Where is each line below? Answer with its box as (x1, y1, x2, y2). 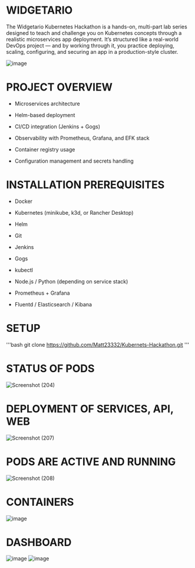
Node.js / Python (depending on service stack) (14, 277, 128, 285)
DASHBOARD (6, 535, 72, 549)
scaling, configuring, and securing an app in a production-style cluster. (6, 48, 179, 55)
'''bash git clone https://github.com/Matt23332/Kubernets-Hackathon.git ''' (6, 341, 190, 348)
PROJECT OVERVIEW (6, 80, 113, 94)
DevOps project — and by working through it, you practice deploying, (6, 42, 175, 49)
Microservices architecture (14, 100, 81, 107)
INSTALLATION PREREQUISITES (6, 178, 165, 192)
